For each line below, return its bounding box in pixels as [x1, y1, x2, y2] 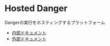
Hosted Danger [4, 3, 68, 14]
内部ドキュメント [11, 30, 47, 35]
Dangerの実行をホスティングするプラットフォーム [4, 19, 105, 25]
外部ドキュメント [11, 36, 47, 42]
